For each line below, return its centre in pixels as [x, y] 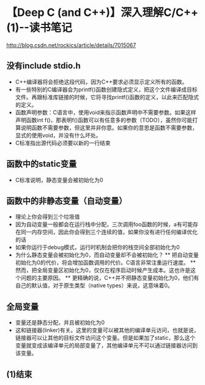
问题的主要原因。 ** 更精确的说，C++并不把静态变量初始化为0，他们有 [110, 278]
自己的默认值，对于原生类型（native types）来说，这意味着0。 [94, 285]
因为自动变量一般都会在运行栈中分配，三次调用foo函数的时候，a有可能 [104, 224]
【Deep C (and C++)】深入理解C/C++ [102, 13]
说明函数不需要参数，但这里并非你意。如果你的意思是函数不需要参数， [109, 127]
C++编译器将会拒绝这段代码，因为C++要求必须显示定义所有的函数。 [101, 82]
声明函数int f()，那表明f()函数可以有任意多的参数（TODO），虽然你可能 [104, 120]
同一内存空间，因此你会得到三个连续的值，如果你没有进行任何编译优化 [109, 232]
